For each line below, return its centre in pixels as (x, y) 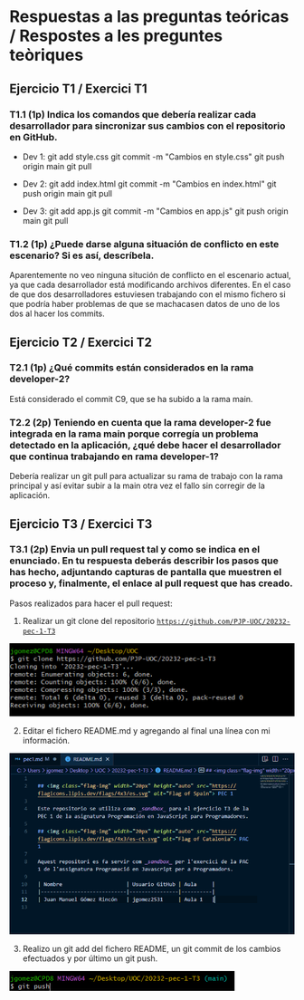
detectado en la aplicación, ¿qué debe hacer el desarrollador (145, 445)
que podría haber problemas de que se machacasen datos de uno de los (145, 304)
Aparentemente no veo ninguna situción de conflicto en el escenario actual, (150, 275)
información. (46, 741)
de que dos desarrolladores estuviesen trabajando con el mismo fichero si (148, 294)
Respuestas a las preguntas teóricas (149, 17)
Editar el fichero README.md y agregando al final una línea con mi (146, 731)
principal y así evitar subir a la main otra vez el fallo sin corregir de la (137, 486)
